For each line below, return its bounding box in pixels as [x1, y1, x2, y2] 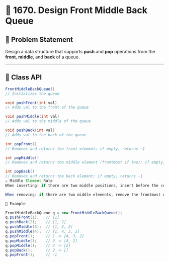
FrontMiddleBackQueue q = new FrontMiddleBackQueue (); [5, 210, 123, 215]
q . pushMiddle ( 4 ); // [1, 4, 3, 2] [5, 229, 80, 234]
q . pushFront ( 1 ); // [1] [5, 215, 59, 220]
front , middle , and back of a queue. [5, 54, 80, 60]
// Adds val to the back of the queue [5, 132, 87, 137]
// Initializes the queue [5, 91, 59, 96]
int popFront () [5, 141, 37, 146]
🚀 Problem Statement [5, 35, 73, 44]
